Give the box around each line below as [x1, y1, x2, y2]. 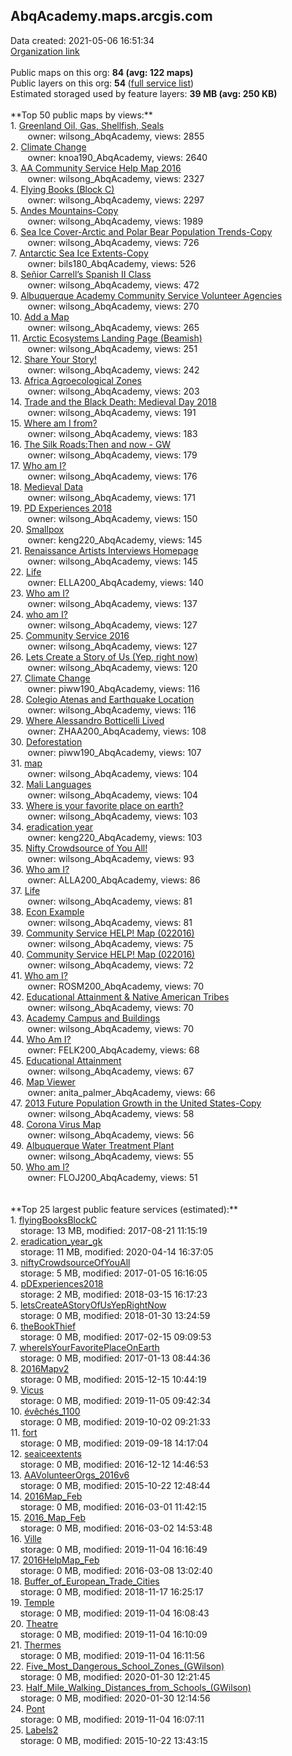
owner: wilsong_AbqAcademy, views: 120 [27, 661, 198, 673]
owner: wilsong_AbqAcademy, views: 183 [27, 427, 198, 439]
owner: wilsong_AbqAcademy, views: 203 [27, 385, 200, 397]
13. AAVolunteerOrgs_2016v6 [10, 1469, 130, 1481]
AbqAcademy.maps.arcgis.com [10, 8, 213, 25]
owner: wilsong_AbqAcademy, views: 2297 [27, 194, 205, 206]
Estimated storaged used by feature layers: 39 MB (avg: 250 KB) [10, 87, 278, 99]
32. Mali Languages [10, 778, 92, 790]
